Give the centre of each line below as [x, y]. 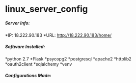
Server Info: [18, 23]
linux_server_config [47, 9]
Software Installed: [25, 46]
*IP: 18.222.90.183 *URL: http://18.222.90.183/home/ [58, 35]
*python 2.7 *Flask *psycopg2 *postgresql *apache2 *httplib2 [68, 59]
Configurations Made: [28, 75]
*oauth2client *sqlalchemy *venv [39, 64]
